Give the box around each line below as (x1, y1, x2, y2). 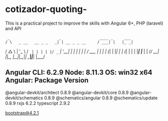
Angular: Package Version (5, 76, 89, 85)
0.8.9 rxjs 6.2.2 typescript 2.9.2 (5, 100, 70, 106)
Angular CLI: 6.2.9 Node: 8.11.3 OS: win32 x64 (5, 68, 152, 77)
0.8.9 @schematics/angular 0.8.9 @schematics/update (44, 94, 158, 101)
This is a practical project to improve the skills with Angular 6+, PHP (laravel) (5, 20, 163, 26)
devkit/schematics (5, 94, 44, 101)
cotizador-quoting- (5, 4, 87, 15)
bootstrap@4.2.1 (5, 109, 39, 116)
